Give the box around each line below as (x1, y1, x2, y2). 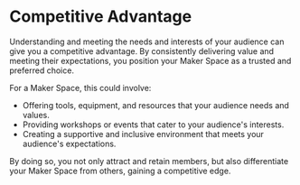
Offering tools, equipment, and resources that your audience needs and (22, 99, 289, 110)
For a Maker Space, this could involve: (9, 82, 152, 93)
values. (22, 109, 50, 120)
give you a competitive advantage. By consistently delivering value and (9, 45, 274, 56)
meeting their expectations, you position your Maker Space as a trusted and (9, 55, 292, 66)
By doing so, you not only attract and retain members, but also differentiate (9, 155, 289, 166)
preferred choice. (9, 65, 75, 76)
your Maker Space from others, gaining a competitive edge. (9, 165, 231, 176)
